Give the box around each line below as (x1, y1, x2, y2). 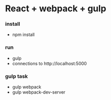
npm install (12, 32, 35, 37)
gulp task (5, 72, 28, 79)
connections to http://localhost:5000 (12, 60, 87, 67)
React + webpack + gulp (5, 3, 107, 14)
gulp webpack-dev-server (12, 89, 66, 95)
